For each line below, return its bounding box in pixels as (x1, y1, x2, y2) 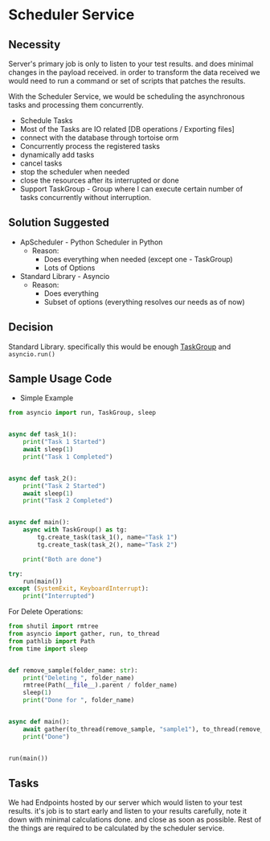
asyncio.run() (8, 350, 56, 359)
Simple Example (19, 393, 74, 403)
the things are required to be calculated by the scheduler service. (8, 823, 225, 833)
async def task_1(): (8, 430, 78, 439)
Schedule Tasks (19, 116, 73, 125)
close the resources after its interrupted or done (19, 175, 179, 185)
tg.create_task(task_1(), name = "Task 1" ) (37, 533, 178, 542)
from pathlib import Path (8, 637, 95, 645)
